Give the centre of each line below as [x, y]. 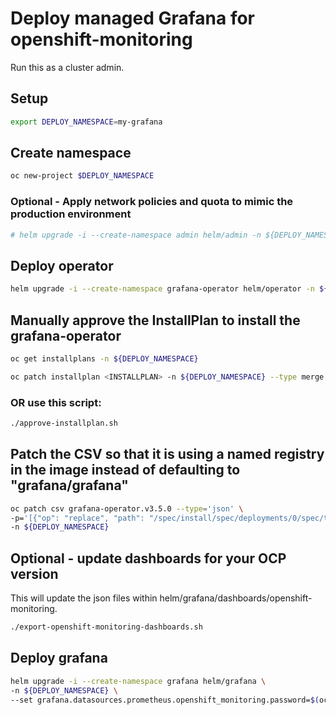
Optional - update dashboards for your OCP [148, 558]
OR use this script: [56, 402]
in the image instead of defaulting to [125, 470]
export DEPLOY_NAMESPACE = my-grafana [86, 122]
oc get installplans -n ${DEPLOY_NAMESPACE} [104, 358]
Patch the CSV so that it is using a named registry [167, 454]
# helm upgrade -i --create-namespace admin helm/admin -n [136, 235]
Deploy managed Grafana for [133, 18]
